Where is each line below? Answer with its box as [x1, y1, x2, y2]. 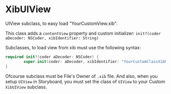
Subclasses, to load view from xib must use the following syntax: [5, 44, 141, 50]
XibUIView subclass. [5, 84, 47, 90]
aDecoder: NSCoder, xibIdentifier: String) [5, 36, 99, 41]
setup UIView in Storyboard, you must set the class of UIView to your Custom [5, 78, 165, 84]
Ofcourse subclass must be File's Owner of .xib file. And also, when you [5, 73, 158, 79]
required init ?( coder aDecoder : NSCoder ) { [5, 54, 99, 59]
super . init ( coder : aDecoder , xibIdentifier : [23, 59, 120, 64]
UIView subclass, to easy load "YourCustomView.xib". [5, 20, 118, 26]
